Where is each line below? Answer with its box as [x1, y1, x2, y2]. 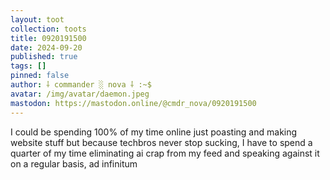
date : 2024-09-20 [10, 42, 83, 53]
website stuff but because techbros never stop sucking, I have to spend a [10, 136, 313, 148]
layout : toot [10, 14, 65, 25]
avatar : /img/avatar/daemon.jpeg [10, 89, 150, 99]
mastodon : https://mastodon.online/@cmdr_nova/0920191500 [10, 98, 257, 108]
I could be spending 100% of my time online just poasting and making [10, 126, 298, 138]
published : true [10, 52, 78, 62]
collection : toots [10, 24, 87, 34]
